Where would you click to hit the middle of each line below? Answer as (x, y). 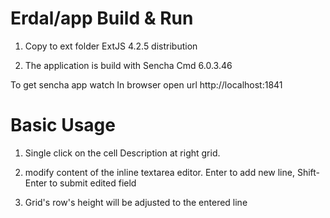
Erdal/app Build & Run (102, 18)
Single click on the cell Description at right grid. (122, 153)
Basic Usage (63, 125)
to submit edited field (93, 183)
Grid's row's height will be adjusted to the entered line (136, 202)
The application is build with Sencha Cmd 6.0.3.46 (128, 65)
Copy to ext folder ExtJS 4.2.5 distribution (111, 46)
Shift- (308, 172)
